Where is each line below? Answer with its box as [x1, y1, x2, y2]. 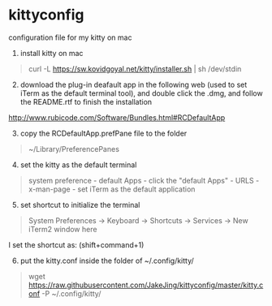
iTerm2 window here [28, 224, 97, 234]
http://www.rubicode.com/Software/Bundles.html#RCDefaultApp [8, 112, 226, 123]
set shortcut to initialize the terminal [19, 200, 140, 209]
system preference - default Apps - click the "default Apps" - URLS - [28, 175, 260, 185]
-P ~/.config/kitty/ [41, 288, 101, 298]
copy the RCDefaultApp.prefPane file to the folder [19, 128, 188, 138]
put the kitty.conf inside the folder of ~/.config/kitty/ [19, 256, 195, 265]
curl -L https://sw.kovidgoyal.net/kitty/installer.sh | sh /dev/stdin [28, 63, 242, 74]
